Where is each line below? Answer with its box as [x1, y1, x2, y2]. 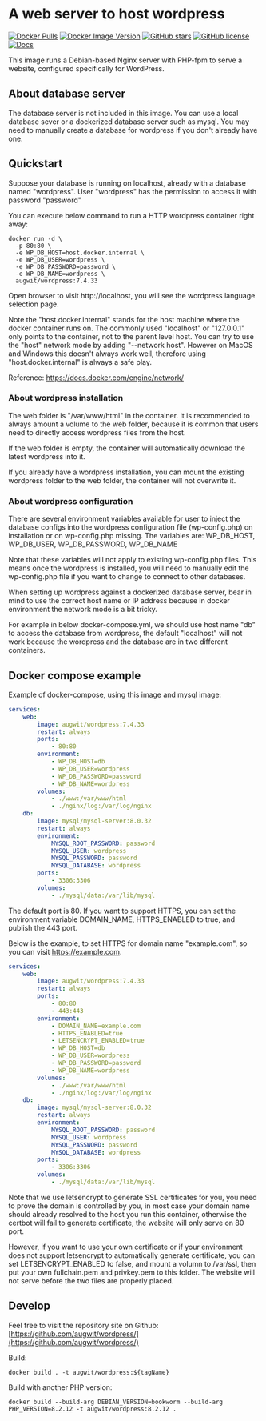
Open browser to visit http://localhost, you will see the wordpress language [8, 290, 256, 300]
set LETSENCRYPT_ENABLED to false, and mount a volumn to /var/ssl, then [8, 1259, 256, 1268]
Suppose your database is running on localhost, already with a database [8, 178, 246, 188]
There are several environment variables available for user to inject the [8, 514, 241, 524]
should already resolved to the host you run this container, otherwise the [8, 1209, 248, 1219]
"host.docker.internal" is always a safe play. [8, 357, 152, 366]
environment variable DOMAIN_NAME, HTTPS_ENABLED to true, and [8, 914, 236, 924]
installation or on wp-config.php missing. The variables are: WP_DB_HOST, [8, 531, 256, 541]
